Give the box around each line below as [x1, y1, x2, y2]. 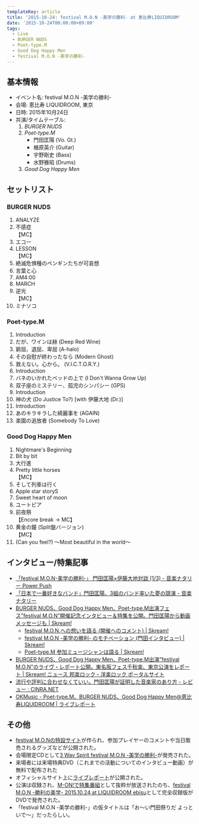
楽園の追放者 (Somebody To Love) [15, 417, 100, 425]
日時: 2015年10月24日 [15, 109, 69, 116]
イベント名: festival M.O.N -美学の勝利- [15, 94, 112, 101]
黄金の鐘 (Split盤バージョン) [15, 523, 84, 530]
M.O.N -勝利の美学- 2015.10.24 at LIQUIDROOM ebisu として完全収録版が [15, 789, 194, 796]
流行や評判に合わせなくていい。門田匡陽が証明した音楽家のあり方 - [15, 678, 181, 685]
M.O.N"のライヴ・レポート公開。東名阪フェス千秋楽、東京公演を [15, 663, 175, 670]
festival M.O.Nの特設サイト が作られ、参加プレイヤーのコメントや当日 [15, 737, 186, 744]
